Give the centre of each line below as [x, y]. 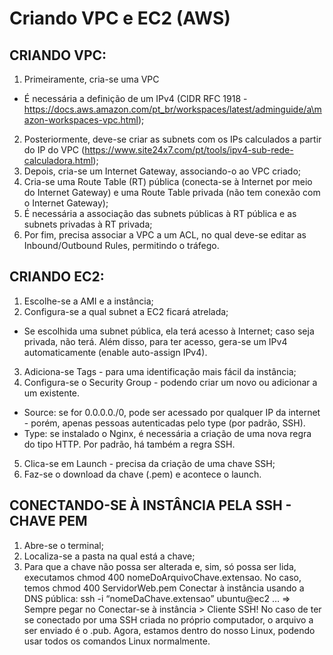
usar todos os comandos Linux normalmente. [117, 641]
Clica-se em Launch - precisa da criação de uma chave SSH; [149, 463]
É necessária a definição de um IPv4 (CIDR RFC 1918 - [135, 98]
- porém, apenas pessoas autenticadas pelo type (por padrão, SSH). [164, 423]
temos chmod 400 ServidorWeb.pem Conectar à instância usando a [164, 588]
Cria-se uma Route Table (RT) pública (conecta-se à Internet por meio [168, 181]
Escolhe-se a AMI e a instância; [88, 301]
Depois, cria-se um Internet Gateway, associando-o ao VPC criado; [162, 171]
